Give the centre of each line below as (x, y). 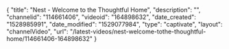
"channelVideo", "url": (38, 31)
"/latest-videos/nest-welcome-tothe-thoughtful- (138, 31)
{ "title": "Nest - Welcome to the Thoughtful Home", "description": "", (104, 10)
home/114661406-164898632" (50, 39)
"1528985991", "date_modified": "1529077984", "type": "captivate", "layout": (114, 24)
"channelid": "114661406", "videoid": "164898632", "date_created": (101, 17)
